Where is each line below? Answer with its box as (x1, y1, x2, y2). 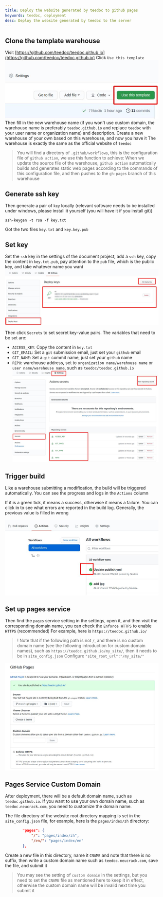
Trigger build (5, 472, 45, 480)
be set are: (5, 335, 27, 341)
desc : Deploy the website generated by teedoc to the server (5, 18, 132, 23)
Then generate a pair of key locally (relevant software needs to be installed (5, 203, 155, 209)
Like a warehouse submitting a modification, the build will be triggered (5, 485, 146, 491)
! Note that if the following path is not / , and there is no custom (17, 637, 143, 644)
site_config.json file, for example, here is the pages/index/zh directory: (5, 818, 149, 824)
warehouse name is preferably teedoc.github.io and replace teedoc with (5, 125, 151, 131)
